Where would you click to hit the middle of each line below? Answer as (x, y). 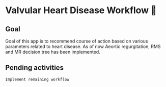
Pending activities (35, 68)
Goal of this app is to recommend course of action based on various (77, 41)
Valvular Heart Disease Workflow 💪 (81, 10)
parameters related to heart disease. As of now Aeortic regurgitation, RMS (83, 47)
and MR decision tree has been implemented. (53, 52)
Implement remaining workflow (37, 79)
